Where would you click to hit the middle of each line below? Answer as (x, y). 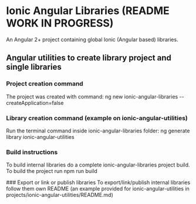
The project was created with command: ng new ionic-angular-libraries (92, 96)
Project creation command (45, 84)
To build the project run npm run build (52, 171)
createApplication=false (35, 103)
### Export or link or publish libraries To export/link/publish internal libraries (98, 182)
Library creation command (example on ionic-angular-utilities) (97, 118)
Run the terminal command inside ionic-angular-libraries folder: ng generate (98, 131)
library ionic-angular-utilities (40, 137)
